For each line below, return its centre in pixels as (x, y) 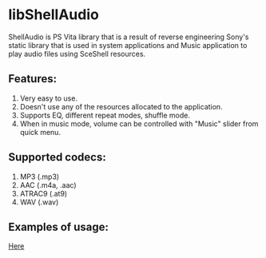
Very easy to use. (49, 98)
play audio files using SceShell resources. (77, 54)
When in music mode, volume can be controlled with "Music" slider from (139, 123)
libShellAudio (54, 15)
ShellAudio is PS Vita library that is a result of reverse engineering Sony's (129, 37)
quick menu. (40, 132)
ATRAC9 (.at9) (44, 193)
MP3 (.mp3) (40, 177)
